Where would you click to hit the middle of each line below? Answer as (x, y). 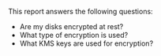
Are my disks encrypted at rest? (71, 26)
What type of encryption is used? (74, 35)
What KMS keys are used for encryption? (86, 43)
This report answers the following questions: (80, 11)
